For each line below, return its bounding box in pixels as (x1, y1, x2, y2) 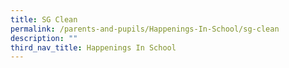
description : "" (10, 33, 78, 43)
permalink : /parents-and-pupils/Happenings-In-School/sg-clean (10, 24, 280, 34)
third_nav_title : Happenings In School (10, 42, 177, 53)
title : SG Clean (10, 14, 78, 25)
